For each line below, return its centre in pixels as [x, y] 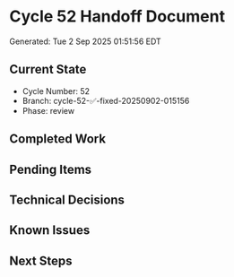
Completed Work [57, 139]
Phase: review [48, 110]
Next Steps [41, 260]
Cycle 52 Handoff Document [117, 17]
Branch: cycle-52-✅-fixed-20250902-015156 [106, 100]
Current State [48, 69]
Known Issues [50, 230]
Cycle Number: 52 [56, 91]
